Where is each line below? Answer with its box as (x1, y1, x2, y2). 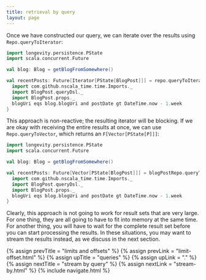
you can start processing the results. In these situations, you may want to (6, 229, 191, 236)
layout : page (6, 15, 40, 21)
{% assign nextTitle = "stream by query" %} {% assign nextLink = (6, 260, 173, 268)
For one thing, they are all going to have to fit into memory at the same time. (6, 216, 198, 224)
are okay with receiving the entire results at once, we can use (6, 124, 162, 131)
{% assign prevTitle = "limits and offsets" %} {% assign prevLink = (6, 248, 175, 255)
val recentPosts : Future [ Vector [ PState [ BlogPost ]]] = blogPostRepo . (6, 170, 185, 176)
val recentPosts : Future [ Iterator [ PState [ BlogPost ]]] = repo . (6, 78, 169, 84)
